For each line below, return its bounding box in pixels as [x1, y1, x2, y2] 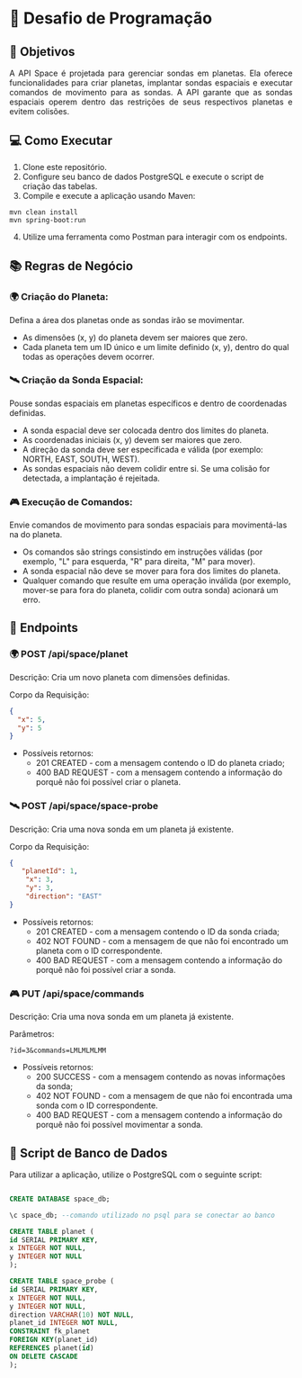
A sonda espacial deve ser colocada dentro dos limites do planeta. [22, 425, 270, 436]
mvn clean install [9, 207, 78, 217]
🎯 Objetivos [9, 44, 75, 59]
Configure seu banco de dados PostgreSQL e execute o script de [22, 171, 264, 182]
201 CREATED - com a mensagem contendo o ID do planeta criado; [35, 758, 285, 769]
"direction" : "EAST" [25, 892, 102, 901]
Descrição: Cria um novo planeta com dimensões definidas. [9, 671, 231, 682]
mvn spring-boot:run [9, 215, 87, 224]
